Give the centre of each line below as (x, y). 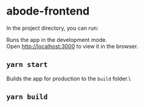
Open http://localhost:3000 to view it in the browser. (72, 46)
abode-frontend (48, 11)
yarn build (27, 97)
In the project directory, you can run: (52, 28)
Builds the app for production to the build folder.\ (69, 78)
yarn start (27, 65)
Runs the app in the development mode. (57, 40)
